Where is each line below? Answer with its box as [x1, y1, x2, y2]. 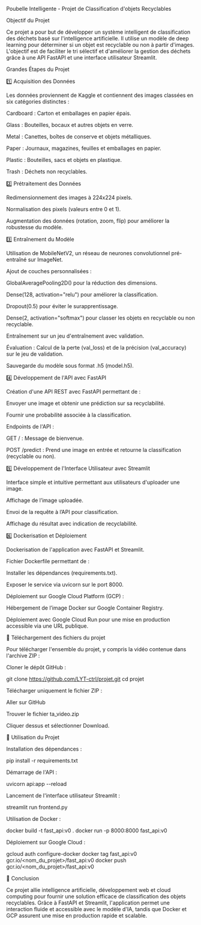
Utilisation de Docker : [6, 815, 61, 822]
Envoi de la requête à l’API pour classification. [6, 509, 119, 515]
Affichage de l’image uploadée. [6, 497, 84, 504]
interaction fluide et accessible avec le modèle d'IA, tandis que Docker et [6, 906, 187, 912]
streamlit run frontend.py [6, 803, 68, 811]
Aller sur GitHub [6, 699, 46, 706]
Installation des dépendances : [6, 746, 82, 752]
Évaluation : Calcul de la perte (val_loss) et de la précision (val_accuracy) [6, 344, 187, 351]
